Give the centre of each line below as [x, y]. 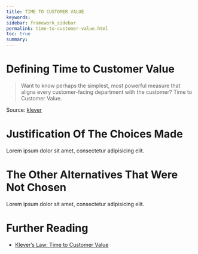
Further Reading [47, 228]
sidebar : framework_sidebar [41, 23]
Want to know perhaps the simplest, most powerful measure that [100, 85]
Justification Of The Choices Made [95, 134]
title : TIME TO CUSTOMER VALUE [45, 12]
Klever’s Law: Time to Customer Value [62, 244]
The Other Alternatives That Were [92, 175]
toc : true [19, 34]
